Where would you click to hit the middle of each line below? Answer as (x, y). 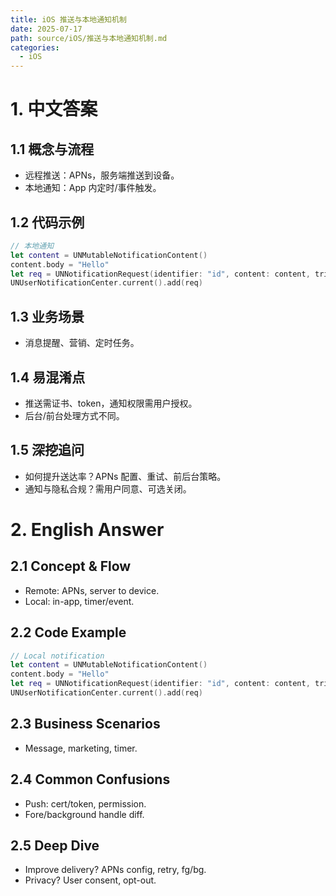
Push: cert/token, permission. (85, 803)
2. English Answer (87, 529)
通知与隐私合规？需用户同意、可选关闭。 (108, 488)
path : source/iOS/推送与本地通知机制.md (89, 38)
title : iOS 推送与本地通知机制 (68, 19)
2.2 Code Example (68, 632)
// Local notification (57, 656)
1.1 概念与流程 (52, 149)
